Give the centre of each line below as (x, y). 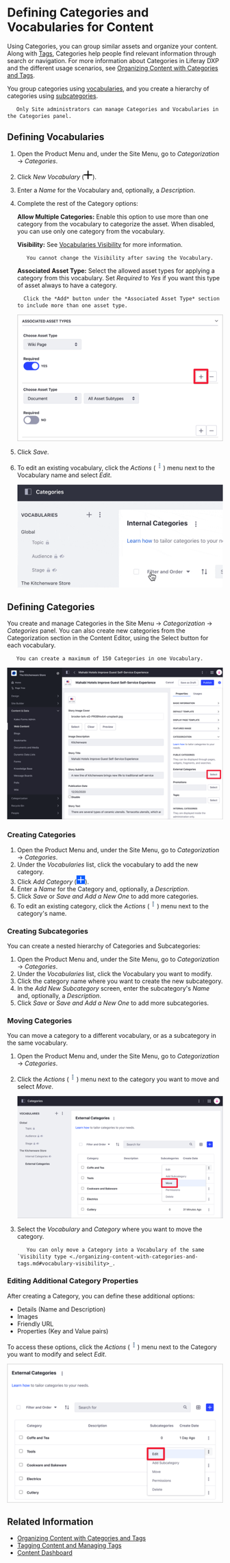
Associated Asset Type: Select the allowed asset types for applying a (116, 270)
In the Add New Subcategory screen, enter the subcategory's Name (113, 989)
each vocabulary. (31, 645)
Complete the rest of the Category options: (77, 203)
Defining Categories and (78, 13)
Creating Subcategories (48, 931)
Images (27, 1316)
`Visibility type (42, 1257)
